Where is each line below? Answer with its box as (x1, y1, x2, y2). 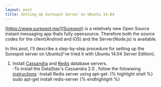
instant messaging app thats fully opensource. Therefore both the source (5, 31, 155, 37)
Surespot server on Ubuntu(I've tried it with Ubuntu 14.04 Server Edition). (5, 50, 156, 57)
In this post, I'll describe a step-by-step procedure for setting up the (5, 45, 145, 51)
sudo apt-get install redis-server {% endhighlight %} (12, 76, 120, 82)
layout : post (5, 7, 32, 12)
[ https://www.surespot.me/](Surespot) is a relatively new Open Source (5, 25, 150, 31)
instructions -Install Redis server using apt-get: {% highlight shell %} (12, 71, 153, 77)
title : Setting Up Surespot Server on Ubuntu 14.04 (5, 12, 114, 17)
